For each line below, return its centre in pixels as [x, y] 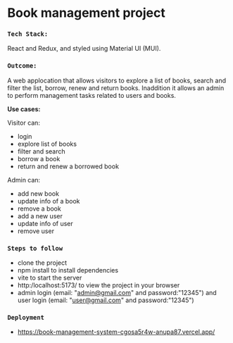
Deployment [26, 317]
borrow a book [39, 158]
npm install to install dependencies [68, 270]
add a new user [40, 216]
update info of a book [49, 201]
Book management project [86, 13]
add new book [38, 193]
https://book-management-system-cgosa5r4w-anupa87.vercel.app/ [116, 332]
